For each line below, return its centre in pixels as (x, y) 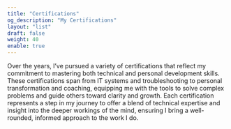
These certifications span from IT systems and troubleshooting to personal (115, 81)
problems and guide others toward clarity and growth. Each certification (111, 96)
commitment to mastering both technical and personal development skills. (113, 73)
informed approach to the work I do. (87, 118)
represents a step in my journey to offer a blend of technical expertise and (114, 103)
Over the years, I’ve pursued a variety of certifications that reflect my (107, 66)
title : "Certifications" (43, 14)
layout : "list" (29, 26)
